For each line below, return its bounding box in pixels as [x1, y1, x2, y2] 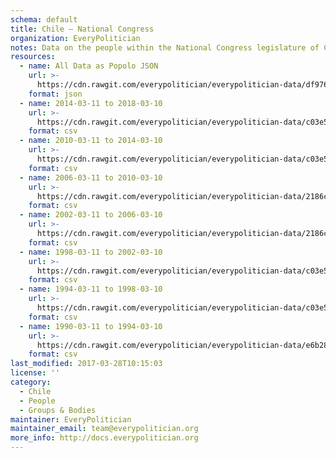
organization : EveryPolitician [10, 33, 141, 43]
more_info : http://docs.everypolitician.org [10, 433, 199, 443]
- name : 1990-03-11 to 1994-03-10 [19, 321, 163, 331]
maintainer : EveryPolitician [10, 414, 132, 425]
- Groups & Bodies [19, 405, 97, 415]
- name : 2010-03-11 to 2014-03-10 [19, 136, 163, 146]
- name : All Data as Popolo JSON [19, 61, 159, 71]
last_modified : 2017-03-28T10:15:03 [10, 359, 163, 369]
